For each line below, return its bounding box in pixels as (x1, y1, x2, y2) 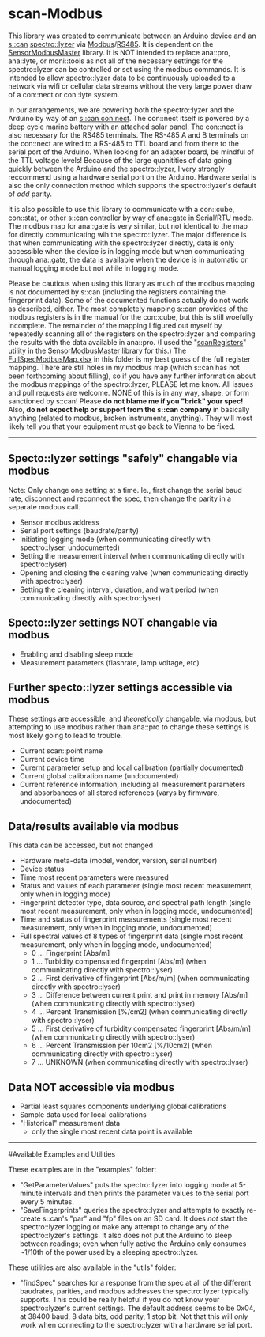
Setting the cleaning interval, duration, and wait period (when (19, 585, 219, 594)
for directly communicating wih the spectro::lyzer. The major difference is (8, 229, 247, 239)
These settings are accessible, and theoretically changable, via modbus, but (8, 714, 256, 724)
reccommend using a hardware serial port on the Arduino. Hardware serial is (8, 172, 257, 182)
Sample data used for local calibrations (19, 1110, 147, 1119)
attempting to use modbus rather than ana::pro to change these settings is (8, 722, 250, 732)
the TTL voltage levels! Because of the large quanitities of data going (8, 155, 233, 165)
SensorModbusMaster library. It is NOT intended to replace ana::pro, (8, 47, 231, 57)
